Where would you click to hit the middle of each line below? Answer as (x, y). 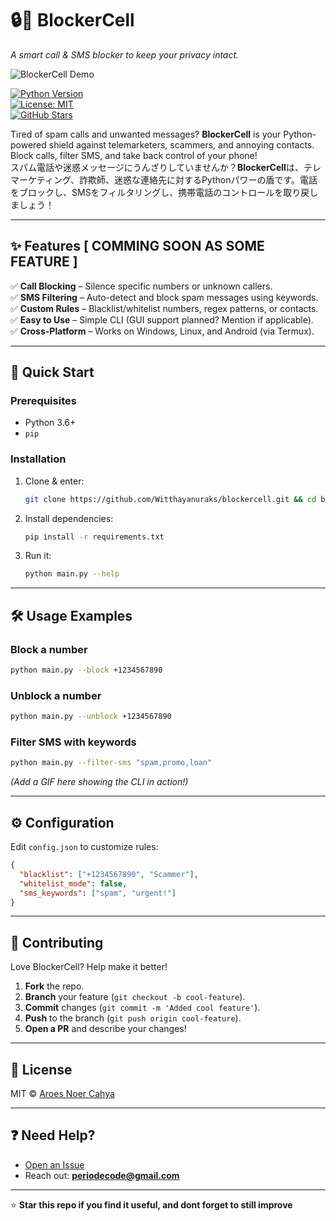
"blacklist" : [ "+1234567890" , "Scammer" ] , (109, 874)
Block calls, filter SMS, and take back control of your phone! (134, 155)
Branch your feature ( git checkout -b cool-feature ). (135, 997)
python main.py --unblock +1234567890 (91, 717)
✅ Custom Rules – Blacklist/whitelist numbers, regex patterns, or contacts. (164, 308)
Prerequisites (43, 401)
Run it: (38, 556)
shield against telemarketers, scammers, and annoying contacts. (181, 144)
